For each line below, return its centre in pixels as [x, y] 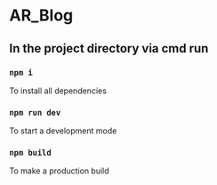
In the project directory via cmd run [109, 48]
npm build [30, 153]
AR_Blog [41, 16]
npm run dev [35, 113]
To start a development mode [63, 131]
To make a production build [59, 171]
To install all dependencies [58, 91]
